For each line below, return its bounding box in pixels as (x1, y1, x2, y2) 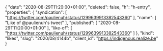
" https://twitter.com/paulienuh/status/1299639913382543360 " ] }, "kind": (5, 30, 154, 36)
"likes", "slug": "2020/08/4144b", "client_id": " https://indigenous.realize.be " (5, 35, 159, 41)
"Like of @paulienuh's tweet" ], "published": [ (5, 20, 97, 25)
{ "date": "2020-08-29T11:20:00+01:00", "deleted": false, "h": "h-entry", (5, 4, 151, 10)
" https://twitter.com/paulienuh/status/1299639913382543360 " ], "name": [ (5, 15, 157, 20)
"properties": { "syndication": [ (5, 9, 67, 15)
